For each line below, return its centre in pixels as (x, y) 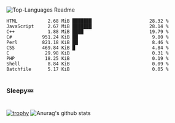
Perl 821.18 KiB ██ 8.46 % (87, 43)
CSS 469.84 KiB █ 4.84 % (87, 48)
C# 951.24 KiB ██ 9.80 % (87, 37)
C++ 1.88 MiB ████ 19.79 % (87, 32)
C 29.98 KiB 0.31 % (87, 53)
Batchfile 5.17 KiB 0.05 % (87, 69)
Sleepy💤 (20, 91)
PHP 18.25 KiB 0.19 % (87, 59)
